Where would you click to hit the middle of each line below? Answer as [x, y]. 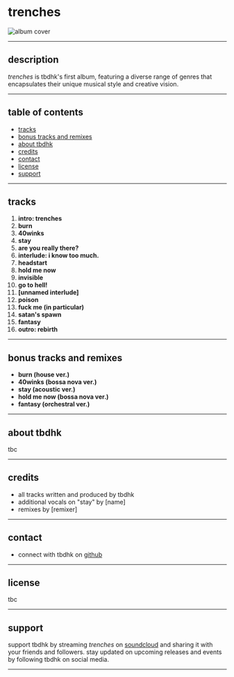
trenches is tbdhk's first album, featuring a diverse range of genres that [110, 77]
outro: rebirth [38, 329]
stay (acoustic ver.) [47, 390]
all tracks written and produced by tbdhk [76, 494]
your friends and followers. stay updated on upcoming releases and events [115, 652]
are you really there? [48, 248]
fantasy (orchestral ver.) [54, 404]
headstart [33, 263]
